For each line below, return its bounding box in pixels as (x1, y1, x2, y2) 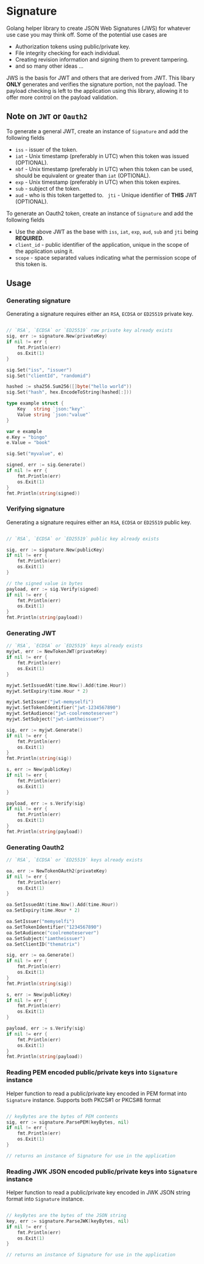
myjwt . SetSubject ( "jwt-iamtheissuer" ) (6, 716, 105, 722)
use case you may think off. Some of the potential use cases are (6, 31, 167, 38)
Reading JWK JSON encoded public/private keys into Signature (6, 1167, 198, 1175)
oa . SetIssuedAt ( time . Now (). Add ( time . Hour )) (6, 902, 119, 908)
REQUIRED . (15, 234, 44, 242)
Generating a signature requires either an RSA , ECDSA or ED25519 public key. (6, 518, 192, 526)
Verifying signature (6, 505, 65, 513)
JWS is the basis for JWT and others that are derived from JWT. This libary (6, 74, 195, 81)
